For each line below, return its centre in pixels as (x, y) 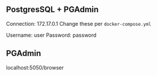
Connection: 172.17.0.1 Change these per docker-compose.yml (79, 23)
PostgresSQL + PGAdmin (52, 10)
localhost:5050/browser (35, 67)
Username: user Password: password (51, 35)
